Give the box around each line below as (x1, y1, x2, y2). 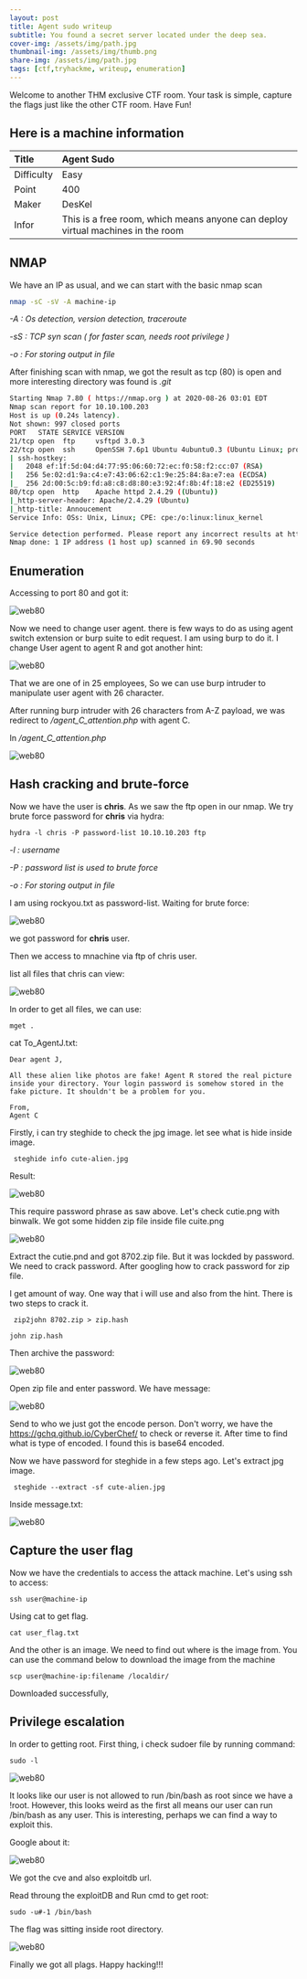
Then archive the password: (9, 1347, 115, 1358)
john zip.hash (9, 1331, 64, 1340)
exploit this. (9, 1819, 53, 1830)
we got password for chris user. (9, 933, 131, 944)
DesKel (61, 197, 93, 210)
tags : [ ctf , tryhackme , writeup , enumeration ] (9, 65, 185, 74)
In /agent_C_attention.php (9, 733, 107, 744)
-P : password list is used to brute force (9, 862, 158, 873)
